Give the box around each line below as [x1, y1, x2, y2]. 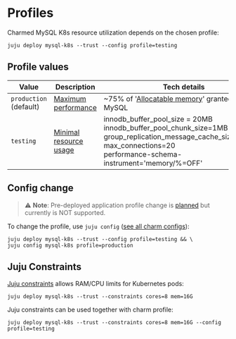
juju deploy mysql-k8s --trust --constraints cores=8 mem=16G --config [7, 319, 221, 326]
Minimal [53, 127, 80, 137]
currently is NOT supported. [24, 208, 106, 216]
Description [55, 82, 96, 92]
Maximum [53, 94, 86, 104]
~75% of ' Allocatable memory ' [103, 94, 205, 104]
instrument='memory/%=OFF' [103, 158, 203, 168]
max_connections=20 [103, 140, 176, 150]
